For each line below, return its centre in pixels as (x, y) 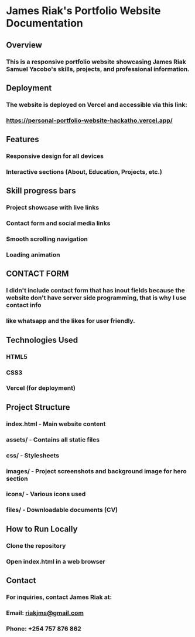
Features (23, 139)
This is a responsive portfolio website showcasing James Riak (96, 62)
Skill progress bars (41, 191)
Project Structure (38, 407)
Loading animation (33, 255)
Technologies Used (42, 340)
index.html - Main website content (56, 424)
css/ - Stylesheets (33, 455)
